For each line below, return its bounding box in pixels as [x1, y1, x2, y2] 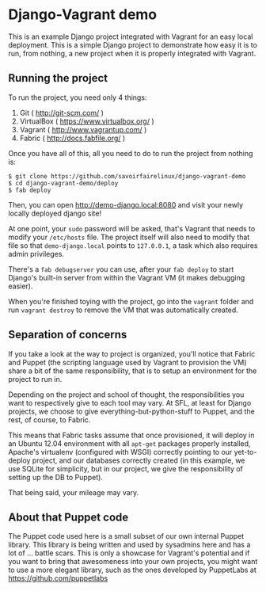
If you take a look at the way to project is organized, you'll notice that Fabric [8, 349, 256, 358]
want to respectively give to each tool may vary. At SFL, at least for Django [8, 398, 252, 407]
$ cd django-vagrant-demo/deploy [8, 179, 119, 187]
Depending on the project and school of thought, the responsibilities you [8, 390, 245, 399]
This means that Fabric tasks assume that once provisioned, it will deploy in [8, 430, 255, 440]
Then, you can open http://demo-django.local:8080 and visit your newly [8, 200, 244, 209]
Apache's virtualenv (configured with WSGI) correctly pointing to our [8, 447, 233, 456]
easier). [8, 281, 33, 291]
